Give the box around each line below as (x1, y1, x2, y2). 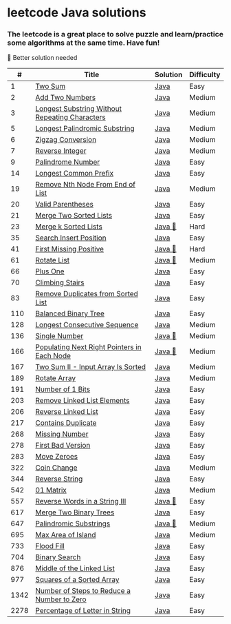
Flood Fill (35, 541, 65, 551)
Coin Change (35, 463, 78, 472)
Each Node (35, 351, 71, 361)
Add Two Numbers (35, 93, 96, 103)
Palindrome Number (35, 157, 100, 167)
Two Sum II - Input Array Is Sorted (35, 362, 146, 372)
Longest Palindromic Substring (35, 124, 135, 134)
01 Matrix (35, 486, 67, 495)
